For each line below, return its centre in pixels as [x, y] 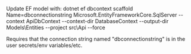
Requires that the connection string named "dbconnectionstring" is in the [96, 39]
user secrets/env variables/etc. [44, 45]
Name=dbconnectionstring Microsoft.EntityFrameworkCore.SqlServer [92, 15]
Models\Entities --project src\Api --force [56, 27]
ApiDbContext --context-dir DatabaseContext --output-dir [97, 21]
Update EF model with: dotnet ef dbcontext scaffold [70, 9]
